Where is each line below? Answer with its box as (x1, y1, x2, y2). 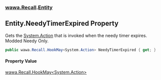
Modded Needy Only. (5, 38, 49, 44)
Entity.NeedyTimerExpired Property (5, 19, 119, 28)
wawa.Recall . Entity (5, 4, 53, 11)
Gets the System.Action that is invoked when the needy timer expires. (5, 32, 147, 38)
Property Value (5, 58, 37, 64)
